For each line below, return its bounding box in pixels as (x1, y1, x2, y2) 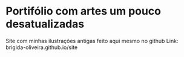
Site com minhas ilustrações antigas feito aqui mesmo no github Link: (5, 37, 179, 44)
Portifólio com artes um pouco (5, 4, 162, 18)
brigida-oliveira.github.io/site (5, 44, 78, 51)
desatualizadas (5, 17, 85, 31)
